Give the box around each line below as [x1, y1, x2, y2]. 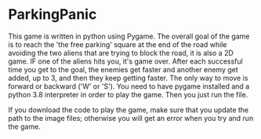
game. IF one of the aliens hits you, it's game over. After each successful [8, 57, 243, 66]
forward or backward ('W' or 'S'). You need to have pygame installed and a [8, 81, 250, 91]
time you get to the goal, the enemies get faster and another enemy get [8, 64, 239, 74]
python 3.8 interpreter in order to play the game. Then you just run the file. [8, 90, 248, 99]
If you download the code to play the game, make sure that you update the [8, 104, 249, 115]
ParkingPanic [8, 5, 97, 24]
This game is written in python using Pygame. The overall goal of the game [8, 31, 250, 41]
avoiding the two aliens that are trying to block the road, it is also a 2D [8, 48, 234, 57]
